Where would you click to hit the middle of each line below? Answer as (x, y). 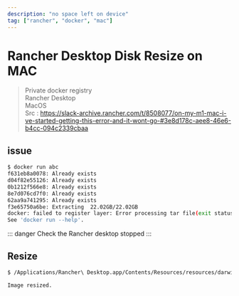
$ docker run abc (33, 167)
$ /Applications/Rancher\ (46, 272)
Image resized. (30, 285)
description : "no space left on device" (68, 14)
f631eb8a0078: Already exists (52, 174)
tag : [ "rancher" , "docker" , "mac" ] (60, 21)
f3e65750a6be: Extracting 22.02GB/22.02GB (73, 207)
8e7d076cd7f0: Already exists (52, 194)
